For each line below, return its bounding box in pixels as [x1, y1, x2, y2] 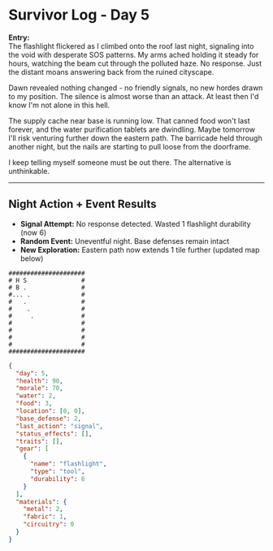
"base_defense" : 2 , [15, 414, 82, 423]
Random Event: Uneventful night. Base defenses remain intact [19, 236, 230, 245]
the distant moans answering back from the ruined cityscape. [8, 67, 214, 76]
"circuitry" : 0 [23, 520, 75, 529]
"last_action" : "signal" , [15, 422, 104, 430]
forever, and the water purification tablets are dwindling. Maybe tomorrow [8, 124, 256, 134]
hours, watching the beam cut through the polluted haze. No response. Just [8, 59, 262, 68]
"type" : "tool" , [29, 467, 85, 475]
